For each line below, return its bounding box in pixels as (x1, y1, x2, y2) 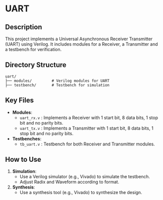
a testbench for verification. (5, 47, 62, 52)
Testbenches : (12, 135, 42, 141)
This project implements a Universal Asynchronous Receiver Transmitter (5, 36, 153, 42)
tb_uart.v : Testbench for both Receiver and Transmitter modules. (19, 141, 155, 147)
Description (5, 23, 42, 31)
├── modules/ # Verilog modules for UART (5, 78, 110, 83)
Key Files (5, 96, 34, 105)
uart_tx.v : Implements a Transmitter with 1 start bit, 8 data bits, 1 (19, 125, 154, 131)
